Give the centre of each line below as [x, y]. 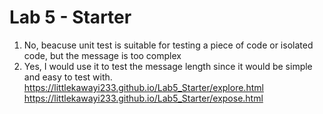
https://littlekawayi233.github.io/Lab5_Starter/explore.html [143, 87]
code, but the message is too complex [102, 55]
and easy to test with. [68, 77]
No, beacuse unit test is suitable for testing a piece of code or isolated [168, 45]
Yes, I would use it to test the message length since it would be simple [168, 66]
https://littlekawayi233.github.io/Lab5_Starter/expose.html [143, 98]
